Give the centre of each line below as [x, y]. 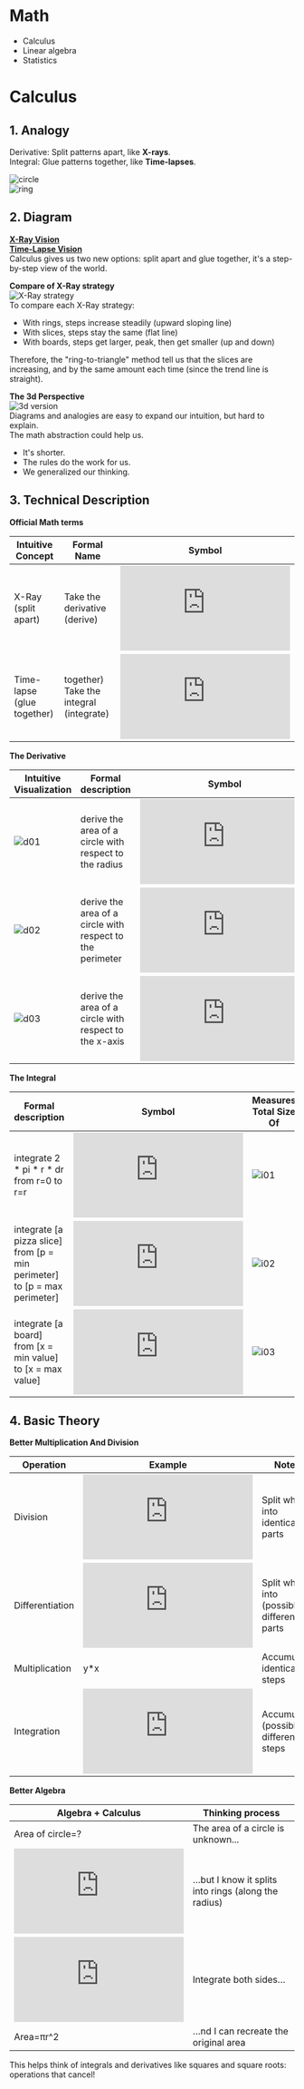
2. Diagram [41, 217]
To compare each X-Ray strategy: [72, 305]
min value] [36, 1357]
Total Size [274, 1111]
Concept [35, 556]
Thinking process [242, 1813]
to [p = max [38, 1286]
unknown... [216, 1840]
